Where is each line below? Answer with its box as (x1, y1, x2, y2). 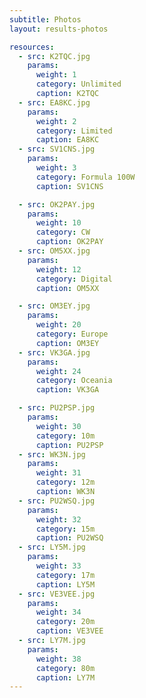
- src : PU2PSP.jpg (18, 403, 96, 413)
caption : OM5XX (35, 283, 100, 293)
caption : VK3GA (35, 385, 100, 395)
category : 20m (35, 617, 96, 627)
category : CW (35, 227, 91, 238)
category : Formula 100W (35, 172, 136, 182)
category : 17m (35, 570, 96, 580)
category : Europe (35, 329, 109, 339)
